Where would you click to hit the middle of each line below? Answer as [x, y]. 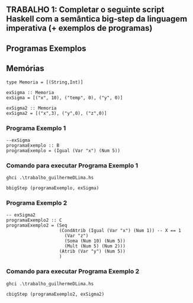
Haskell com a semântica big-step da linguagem [97, 19]
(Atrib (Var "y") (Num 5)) [92, 252]
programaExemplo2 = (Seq [37, 225]
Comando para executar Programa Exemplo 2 [73, 272]
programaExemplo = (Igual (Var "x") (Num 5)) [63, 150]
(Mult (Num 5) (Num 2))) [95, 246]
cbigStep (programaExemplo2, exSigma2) [55, 294]
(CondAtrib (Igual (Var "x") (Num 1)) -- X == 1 [120, 231]
